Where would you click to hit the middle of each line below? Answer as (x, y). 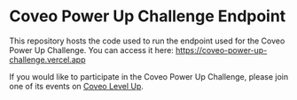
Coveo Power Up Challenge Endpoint (148, 16)
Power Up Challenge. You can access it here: (92, 50)
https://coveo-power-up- (222, 50)
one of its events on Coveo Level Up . (77, 86)
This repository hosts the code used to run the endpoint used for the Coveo (147, 41)
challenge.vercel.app (47, 59)
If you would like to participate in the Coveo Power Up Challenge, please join (149, 76)
